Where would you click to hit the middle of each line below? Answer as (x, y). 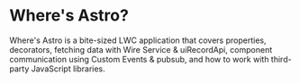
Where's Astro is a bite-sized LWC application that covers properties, (138, 40)
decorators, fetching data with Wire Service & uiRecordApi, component (141, 49)
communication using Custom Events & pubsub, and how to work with (139, 59)
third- (281, 59)
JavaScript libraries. (68, 69)
